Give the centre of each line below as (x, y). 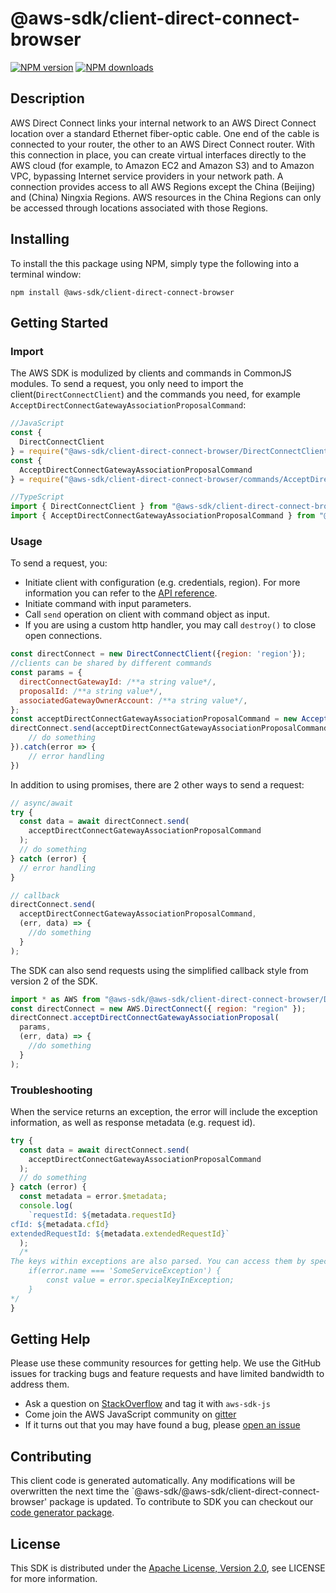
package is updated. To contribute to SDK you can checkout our (181, 1502)
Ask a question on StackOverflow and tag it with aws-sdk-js (147, 1404)
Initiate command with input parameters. (108, 604)
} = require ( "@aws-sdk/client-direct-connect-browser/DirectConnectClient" (171, 451)
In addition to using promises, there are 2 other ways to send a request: (157, 784)
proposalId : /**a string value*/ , (91, 691)
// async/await (42, 803)
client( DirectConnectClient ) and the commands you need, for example (155, 394)
